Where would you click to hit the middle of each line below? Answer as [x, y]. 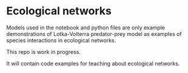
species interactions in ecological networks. [61, 40]
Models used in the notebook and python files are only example [86, 28]
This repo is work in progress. [43, 51]
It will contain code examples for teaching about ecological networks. [93, 63]
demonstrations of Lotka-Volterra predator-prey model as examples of [94, 34]
